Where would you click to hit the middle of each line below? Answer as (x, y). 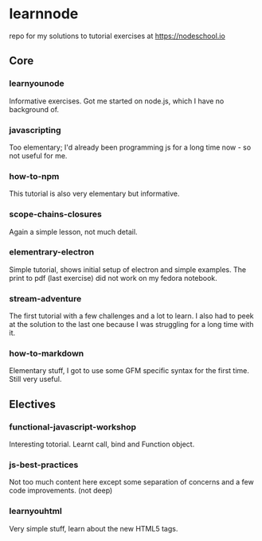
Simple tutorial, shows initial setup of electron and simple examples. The (127, 269)
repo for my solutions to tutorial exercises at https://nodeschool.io (117, 36)
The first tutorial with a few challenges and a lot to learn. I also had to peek (131, 316)
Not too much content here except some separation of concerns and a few (131, 482)
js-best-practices (44, 465)
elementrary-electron (52, 252)
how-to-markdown (47, 353)
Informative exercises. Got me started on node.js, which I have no (117, 101)
